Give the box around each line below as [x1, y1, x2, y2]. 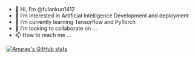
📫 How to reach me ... [15, 32, 71, 38]
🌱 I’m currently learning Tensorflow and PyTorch [15, 19, 136, 25]
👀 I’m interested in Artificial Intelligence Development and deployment [15, 12, 189, 19]
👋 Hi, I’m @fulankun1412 [15, 6, 75, 13]
